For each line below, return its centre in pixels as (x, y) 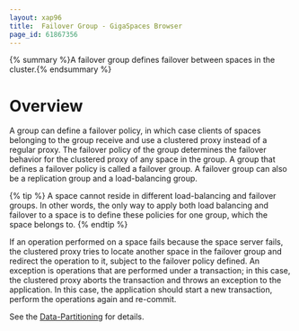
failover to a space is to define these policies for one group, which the (138, 215)
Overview (46, 106)
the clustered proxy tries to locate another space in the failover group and (146, 252)
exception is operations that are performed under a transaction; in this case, (150, 271)
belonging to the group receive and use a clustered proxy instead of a (138, 140)
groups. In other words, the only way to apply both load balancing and (139, 206)
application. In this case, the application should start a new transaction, (141, 290)
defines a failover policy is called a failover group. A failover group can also (148, 169)
